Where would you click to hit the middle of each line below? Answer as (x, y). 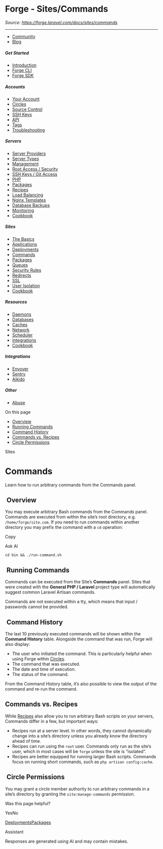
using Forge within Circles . (39, 659)
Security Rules (26, 270)
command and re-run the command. (41, 689)
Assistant (14, 831)
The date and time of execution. (44, 669)
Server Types (25, 158)
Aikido (18, 379)
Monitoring (23, 210)
